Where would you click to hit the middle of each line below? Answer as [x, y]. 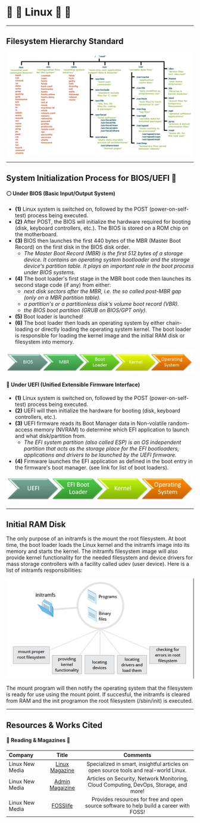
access [24, 429]
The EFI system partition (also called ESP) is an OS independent [102, 442]
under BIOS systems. [49, 272]
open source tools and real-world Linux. [137, 770]
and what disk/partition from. [50, 436]
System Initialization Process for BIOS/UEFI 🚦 [91, 178]
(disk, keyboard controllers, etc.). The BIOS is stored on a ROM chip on [101, 228]
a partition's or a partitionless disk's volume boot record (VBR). [101, 303]
